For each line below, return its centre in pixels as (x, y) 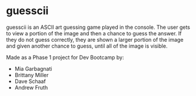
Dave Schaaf (30, 81)
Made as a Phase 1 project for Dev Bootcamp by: (65, 57)
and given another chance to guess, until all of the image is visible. (87, 46)
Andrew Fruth (31, 87)
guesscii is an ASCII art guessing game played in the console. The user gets (98, 27)
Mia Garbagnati (33, 68)
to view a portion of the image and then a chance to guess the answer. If (94, 33)
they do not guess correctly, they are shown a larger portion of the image (95, 39)
